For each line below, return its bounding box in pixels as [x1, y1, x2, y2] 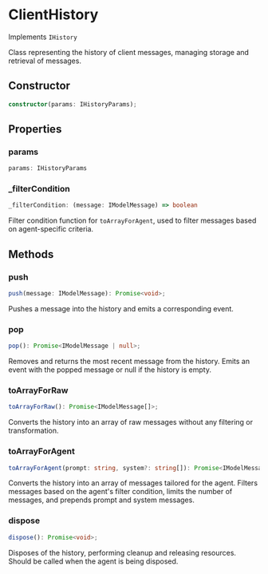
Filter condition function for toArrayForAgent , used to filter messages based [8, 216, 257, 225]
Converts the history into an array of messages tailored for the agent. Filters [8, 478, 258, 488]
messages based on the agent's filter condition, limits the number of [8, 487, 233, 497]
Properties [8, 122, 62, 137]
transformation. [8, 426, 59, 436]
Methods [8, 247, 54, 261]
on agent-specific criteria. [8, 224, 94, 234]
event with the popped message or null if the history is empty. [8, 365, 211, 374]
